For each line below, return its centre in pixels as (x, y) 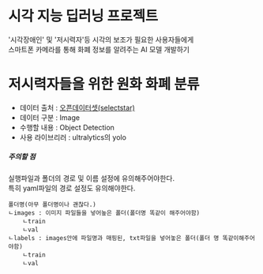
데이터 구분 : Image (50, 117)
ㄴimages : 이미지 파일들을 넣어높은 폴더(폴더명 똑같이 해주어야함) (104, 213)
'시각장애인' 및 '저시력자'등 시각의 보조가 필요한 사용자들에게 (101, 39)
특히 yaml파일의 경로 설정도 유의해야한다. (72, 188)
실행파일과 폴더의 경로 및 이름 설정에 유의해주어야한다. (92, 178)
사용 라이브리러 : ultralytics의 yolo (73, 137)
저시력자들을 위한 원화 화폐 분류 (104, 84)
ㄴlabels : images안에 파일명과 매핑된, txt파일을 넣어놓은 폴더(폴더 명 (114, 238)
